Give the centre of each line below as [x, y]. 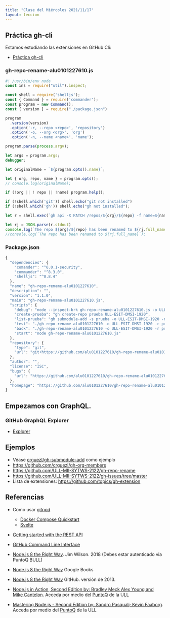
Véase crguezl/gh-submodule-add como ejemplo [64, 459]
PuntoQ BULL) [28, 560]
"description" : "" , [30, 291]
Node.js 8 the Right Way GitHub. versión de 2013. [64, 579]
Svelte [27, 524]
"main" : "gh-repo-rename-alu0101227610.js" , [57, 300]
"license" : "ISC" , [29, 366]
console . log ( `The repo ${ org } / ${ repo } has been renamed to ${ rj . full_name [86, 229]
